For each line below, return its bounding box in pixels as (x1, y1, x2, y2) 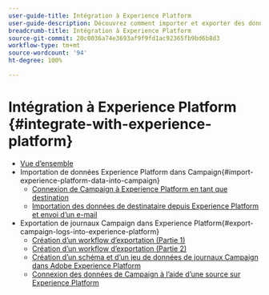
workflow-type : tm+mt (8, 42, 81, 50)
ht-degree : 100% (8, 57, 62, 65)
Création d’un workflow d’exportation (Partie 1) (31, 235, 186, 244)
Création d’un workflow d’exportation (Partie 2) (31, 244, 187, 253)
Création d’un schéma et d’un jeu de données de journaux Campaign (31, 252, 259, 261)
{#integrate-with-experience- (8, 115, 212, 133)
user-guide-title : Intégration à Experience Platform (8, 11, 192, 20)
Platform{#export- (193, 218, 254, 228)
